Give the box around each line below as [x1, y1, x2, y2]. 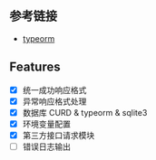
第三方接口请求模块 [22, 129, 95, 140]
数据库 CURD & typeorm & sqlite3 [22, 107, 148, 118]
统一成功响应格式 [22, 84, 87, 95]
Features [9, 60, 61, 75]
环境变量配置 [22, 118, 71, 129]
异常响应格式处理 [22, 96, 87, 107]
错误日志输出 [22, 141, 71, 152]
